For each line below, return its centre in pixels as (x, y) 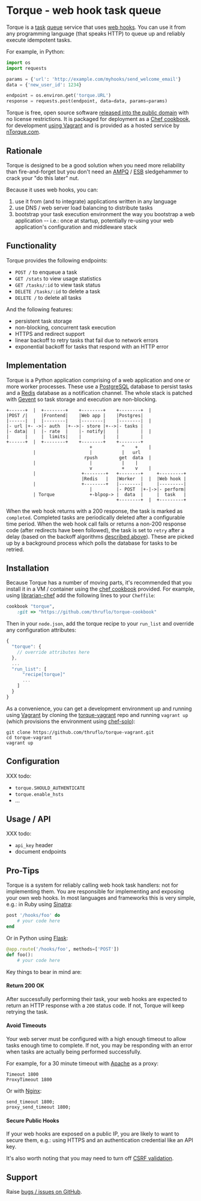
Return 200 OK (25, 985)
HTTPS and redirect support (50, 334)
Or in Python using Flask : (37, 938)
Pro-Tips (23, 870)
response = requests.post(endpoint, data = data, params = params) (87, 101)
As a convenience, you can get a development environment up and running (99, 709)
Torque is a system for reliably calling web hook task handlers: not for (92, 885)
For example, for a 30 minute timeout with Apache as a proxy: (82, 1063)
